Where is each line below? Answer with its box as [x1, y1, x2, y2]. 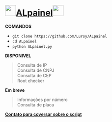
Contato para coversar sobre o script [5, 111, 82, 117]
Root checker [17, 78, 45, 83]
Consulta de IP [17, 62, 47, 68]
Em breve [5, 87, 25, 93]
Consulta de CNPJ [17, 67, 55, 73]
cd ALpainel [12, 39, 37, 44]
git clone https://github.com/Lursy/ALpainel [12, 34, 107, 39]
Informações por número [17, 97, 68, 102]
